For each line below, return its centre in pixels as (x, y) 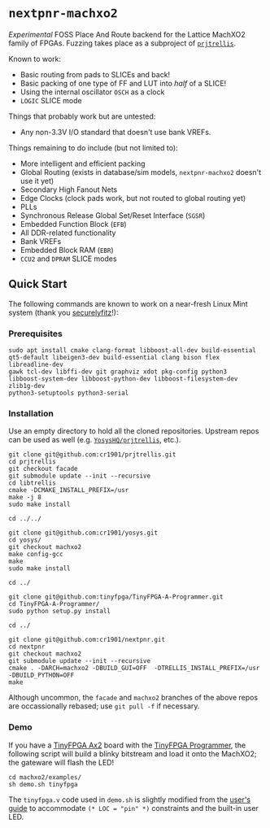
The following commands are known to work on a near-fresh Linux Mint (128, 303)
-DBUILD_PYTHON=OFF (41, 675)
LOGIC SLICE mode (51, 100)
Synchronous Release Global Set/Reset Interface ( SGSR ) (113, 215)
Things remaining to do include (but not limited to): (93, 147)
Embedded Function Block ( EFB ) (74, 224)
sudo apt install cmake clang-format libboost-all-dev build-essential (132, 351)
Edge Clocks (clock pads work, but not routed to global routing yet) (133, 198)
